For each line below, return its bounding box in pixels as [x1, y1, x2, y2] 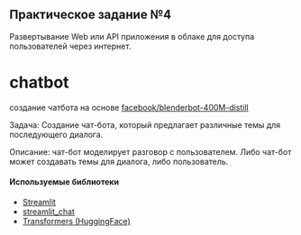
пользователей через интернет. [9, 41, 132, 51]
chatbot [9, 72, 69, 93]
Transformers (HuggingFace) [22, 215, 131, 226]
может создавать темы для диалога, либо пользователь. [9, 156, 229, 167]
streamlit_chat [22, 206, 75, 217]
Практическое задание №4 [9, 7, 172, 23]
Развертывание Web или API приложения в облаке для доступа [9, 31, 255, 41]
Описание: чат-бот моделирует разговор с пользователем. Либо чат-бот [9, 146, 292, 157]
